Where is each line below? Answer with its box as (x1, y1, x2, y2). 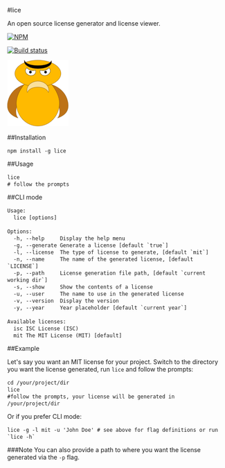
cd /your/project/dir (7, 379, 70, 386)
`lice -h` (7, 433, 36, 440)
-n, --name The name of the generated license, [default (13, 256, 194, 263)
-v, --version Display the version (13, 297, 119, 304)
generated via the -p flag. (7, 453, 80, 461)
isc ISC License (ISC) (13, 325, 79, 332)
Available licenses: (7, 318, 67, 325)
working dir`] (7, 277, 48, 284)
